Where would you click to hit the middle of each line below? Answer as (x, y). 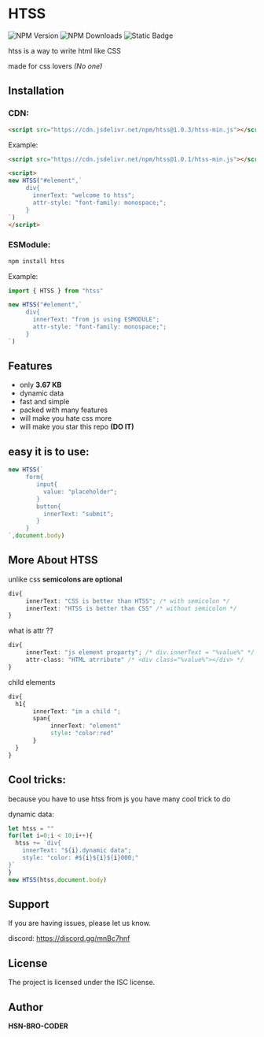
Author (26, 1007)
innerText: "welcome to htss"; (84, 195)
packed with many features (64, 410)
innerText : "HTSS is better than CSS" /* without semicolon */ (131, 608)
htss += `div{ (38, 843)
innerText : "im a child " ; (77, 711)
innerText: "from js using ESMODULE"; (96, 320)
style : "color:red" (82, 734)
